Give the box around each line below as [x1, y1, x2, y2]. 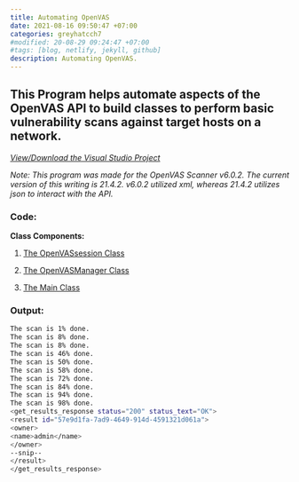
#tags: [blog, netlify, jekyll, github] [10, 46, 162, 55]
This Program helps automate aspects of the [10, 87, 261, 102]
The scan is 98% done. [10, 399, 94, 408]
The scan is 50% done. [10, 357, 94, 367]
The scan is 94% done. [10, 391, 94, 399]
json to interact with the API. [10, 188, 114, 199]
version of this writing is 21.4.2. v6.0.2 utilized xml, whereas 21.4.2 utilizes [10, 178, 280, 189]
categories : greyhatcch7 [10, 29, 102, 38]
